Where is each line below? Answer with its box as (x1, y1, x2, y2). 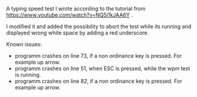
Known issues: (6, 41, 42, 48)
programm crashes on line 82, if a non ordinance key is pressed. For (14, 77, 183, 85)
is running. (14, 71, 41, 78)
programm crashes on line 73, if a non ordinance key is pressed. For (14, 52, 182, 59)
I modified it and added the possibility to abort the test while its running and (6, 23, 192, 30)
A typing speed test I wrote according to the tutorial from (6, 5, 146, 12)
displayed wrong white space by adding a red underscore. (6, 29, 149, 36)
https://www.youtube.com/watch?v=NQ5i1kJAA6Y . (6, 11, 133, 18)
